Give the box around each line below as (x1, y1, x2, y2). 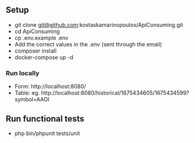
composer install (14, 47, 57, 54)
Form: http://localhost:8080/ (14, 82, 86, 90)
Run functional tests (6, 113, 85, 124)
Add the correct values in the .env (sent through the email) (14, 40, 163, 48)
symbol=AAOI (14, 96, 50, 103)
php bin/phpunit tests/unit (14, 130, 80, 137)
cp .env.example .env (14, 34, 68, 42)
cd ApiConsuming (14, 28, 60, 35)
